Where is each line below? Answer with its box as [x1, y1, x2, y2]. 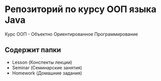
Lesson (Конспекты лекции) [12, 59, 72, 65]
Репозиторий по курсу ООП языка [5, 4, 156, 15]
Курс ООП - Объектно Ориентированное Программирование [5, 31, 138, 37]
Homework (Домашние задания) [12, 70, 82, 76]
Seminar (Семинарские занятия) [12, 64, 82, 70]
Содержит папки [5, 46, 61, 54]
